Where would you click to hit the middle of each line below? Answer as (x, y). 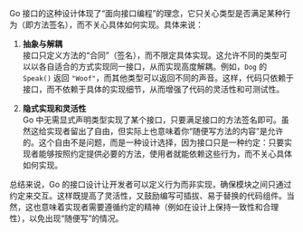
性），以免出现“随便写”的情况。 (66, 218)
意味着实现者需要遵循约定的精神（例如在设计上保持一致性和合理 (159, 207)
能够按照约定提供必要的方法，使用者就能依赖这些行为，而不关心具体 (165, 154)
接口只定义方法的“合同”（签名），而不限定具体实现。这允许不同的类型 (151, 55)
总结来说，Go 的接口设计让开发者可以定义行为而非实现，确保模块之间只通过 (151, 184)
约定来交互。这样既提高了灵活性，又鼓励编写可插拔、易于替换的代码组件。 (148, 196)
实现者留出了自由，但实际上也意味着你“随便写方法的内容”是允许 (165, 131)
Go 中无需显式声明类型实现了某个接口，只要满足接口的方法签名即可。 (152, 120)
